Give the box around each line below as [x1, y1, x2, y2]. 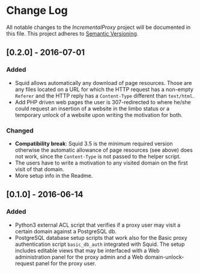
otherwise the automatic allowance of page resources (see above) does [14, 146, 193, 154]
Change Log [6, 4, 68, 17]
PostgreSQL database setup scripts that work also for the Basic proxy [14, 234, 187, 241]
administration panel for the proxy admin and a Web [14, 253, 144, 260]
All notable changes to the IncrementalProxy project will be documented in [6, 24, 191, 31]
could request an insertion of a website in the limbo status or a [14, 105, 170, 112]
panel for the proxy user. [35, 260, 96, 267]
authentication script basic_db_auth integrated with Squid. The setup [14, 240, 185, 248]
